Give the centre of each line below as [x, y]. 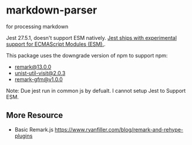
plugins [23, 136]
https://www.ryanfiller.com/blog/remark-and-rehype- [119, 129]
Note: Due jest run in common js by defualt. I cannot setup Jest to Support [96, 90]
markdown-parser [52, 10]
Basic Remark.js [34, 129]
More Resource [35, 115]
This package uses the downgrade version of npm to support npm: [87, 55]
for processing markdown [37, 26]
